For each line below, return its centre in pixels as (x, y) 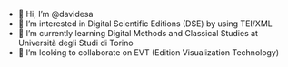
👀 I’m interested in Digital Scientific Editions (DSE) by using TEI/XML (145, 24)
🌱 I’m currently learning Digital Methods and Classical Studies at (138, 33)
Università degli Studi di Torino (75, 43)
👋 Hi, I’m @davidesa (55, 14)
